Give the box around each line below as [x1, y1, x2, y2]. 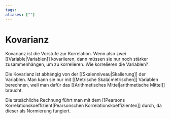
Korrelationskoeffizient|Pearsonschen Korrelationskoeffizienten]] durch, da [5, 102, 162, 109]
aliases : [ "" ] [5, 12, 36, 17]
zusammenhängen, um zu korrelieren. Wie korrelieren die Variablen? [5, 61, 149, 67]
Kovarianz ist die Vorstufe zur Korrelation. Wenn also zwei [5, 51, 126, 57]
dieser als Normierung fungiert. [5, 108, 71, 114]
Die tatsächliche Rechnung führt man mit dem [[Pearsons [5, 97, 125, 103]
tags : [5, 7, 17, 13]
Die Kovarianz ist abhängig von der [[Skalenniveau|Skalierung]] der [5, 71, 146, 77]
